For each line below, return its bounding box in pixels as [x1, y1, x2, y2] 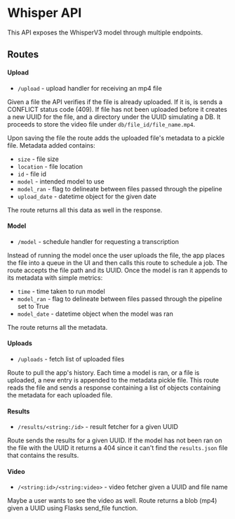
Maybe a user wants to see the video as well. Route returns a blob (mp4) [7, 496, 217, 505]
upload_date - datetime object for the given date [17, 192, 156, 200]
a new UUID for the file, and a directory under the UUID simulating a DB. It [7, 113, 221, 121]
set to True [17, 302, 49, 310]
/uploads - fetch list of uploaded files [17, 354, 125, 363]
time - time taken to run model [17, 287, 105, 295]
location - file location [17, 162, 83, 170]
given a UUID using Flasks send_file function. [7, 504, 138, 513]
